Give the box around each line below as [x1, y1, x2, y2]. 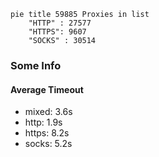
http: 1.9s [24, 116, 63, 129]
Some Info [10, 58, 62, 72]
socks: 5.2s [24, 138, 73, 150]
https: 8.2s [24, 127, 70, 139]
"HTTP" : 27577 [28, 18, 92, 28]
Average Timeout [10, 83, 84, 95]
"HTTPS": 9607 [28, 27, 87, 37]
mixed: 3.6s [24, 106, 73, 118]
